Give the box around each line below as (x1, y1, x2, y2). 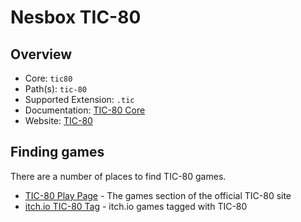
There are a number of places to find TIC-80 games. (10, 170, 227, 182)
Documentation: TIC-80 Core (24, 104, 146, 116)
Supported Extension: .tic (24, 94, 135, 105)
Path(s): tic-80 (24, 83, 87, 95)
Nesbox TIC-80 (10, 6, 142, 29)
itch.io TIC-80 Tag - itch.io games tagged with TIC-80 (24, 200, 248, 212)
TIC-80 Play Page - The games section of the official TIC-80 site (24, 189, 292, 201)
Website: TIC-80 (24, 115, 93, 126)
